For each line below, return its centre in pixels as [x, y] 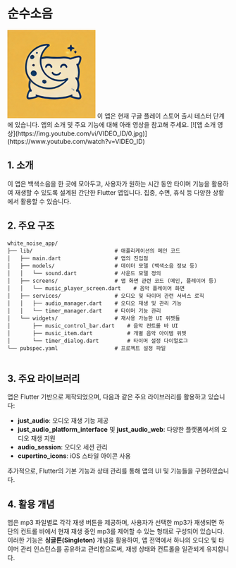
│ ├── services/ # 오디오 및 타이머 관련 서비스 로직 [106, 296]
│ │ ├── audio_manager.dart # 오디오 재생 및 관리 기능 [94, 303]
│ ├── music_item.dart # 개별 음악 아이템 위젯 [97, 333]
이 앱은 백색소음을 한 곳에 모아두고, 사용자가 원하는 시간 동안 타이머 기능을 [108, 183]
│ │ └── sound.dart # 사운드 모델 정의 [84, 273]
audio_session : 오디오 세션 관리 [62, 447]
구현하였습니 [212, 471]
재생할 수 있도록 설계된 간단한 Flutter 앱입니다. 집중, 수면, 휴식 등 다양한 [113, 192]
